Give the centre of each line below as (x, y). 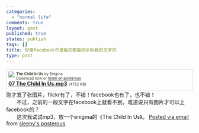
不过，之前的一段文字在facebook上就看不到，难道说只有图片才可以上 (101, 102)
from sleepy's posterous (36, 123)
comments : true (25, 22)
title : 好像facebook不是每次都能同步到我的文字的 (61, 50)
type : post (20, 56)
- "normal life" (31, 17)
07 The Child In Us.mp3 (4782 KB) (48, 83)
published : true (26, 34)
